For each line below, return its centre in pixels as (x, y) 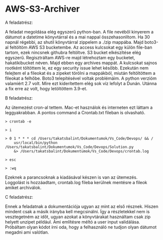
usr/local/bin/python (36, 143)
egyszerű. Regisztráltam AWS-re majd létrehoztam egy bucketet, (70, 57)
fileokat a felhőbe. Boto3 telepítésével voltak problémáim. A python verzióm (81, 78)
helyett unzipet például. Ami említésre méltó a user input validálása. (72, 222)
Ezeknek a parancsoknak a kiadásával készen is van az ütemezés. (71, 177)
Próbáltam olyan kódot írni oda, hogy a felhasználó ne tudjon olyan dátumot (81, 227)
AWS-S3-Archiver (43, 9)
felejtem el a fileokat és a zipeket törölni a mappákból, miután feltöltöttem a (80, 73)
